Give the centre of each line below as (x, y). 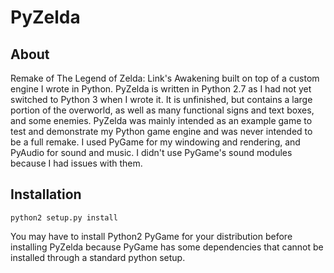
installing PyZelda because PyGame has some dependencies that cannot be (167, 247)
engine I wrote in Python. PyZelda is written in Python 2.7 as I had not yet (161, 89)
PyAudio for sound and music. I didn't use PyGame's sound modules (151, 152)
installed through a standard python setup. (98, 257)
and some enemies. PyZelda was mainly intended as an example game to (161, 120)
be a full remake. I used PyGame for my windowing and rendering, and (155, 142)
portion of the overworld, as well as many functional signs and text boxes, (162, 110)
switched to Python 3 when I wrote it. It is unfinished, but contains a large (161, 99)
